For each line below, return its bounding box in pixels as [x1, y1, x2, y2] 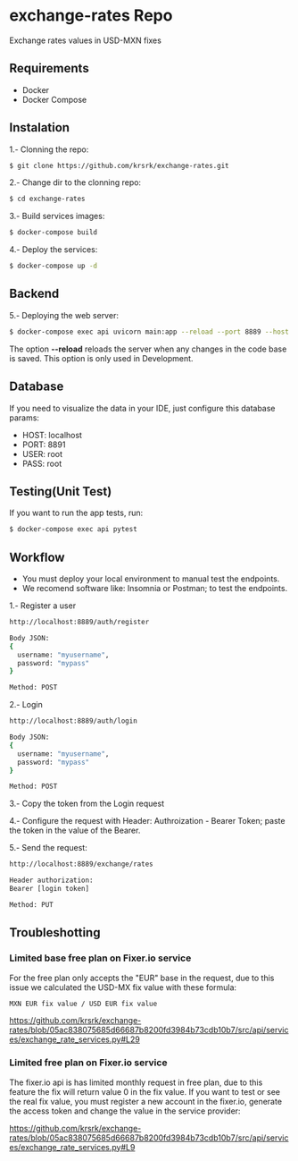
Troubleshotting [9, 925, 101, 940]
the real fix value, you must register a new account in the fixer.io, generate [9, 1096, 283, 1106]
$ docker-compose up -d [9, 261, 98, 271]
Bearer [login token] [9, 885, 90, 894]
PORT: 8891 [21, 439, 66, 450]
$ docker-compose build [9, 228, 98, 237]
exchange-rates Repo [9, 5, 173, 26]
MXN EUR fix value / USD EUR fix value [9, 999, 158, 1008]
